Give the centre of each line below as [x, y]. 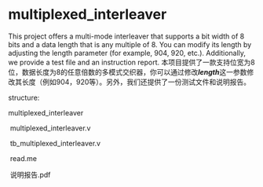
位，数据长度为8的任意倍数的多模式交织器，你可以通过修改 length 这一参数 [128, 71]
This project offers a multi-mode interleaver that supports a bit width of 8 [126, 36]
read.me [24, 158]
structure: [24, 97]
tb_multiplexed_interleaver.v [55, 143]
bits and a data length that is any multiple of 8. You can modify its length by [130, 44]
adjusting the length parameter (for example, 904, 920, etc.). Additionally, [127, 53]
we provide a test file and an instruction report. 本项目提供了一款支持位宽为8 [131, 62]
